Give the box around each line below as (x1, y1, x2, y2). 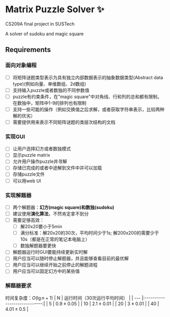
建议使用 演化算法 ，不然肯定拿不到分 (12, 210, 89, 216)
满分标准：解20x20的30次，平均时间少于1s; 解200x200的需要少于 (20, 230, 159, 236)
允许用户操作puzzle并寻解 (12, 158, 67, 164)
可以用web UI (12, 178, 41, 184)
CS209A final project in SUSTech (5, 20, 75, 27)
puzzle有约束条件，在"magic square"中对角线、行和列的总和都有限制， (12, 93, 162, 100)
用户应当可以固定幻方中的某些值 (12, 268, 80, 274)
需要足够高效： (12, 217, 44, 223)
